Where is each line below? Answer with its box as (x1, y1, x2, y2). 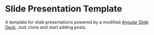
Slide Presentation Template (5, 3, 122, 14)
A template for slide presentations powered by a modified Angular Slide (5, 19, 149, 25)
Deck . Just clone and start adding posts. (5, 24, 87, 30)
